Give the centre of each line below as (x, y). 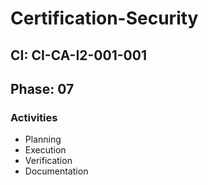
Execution (45, 150)
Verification (48, 161)
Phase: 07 (42, 88)
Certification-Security (104, 18)
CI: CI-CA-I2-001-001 (78, 55)
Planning (43, 139)
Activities (34, 117)
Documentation (56, 171)
